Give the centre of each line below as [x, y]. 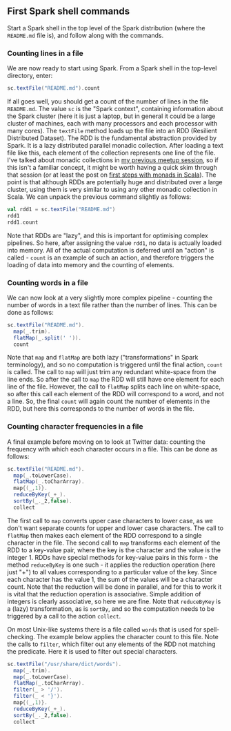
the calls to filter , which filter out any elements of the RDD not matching [111, 644]
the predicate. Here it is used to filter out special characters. [92, 651]
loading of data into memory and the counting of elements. [91, 264]
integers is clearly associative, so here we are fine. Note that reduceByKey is [114, 601]
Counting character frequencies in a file [75, 427]
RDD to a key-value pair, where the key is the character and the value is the [114, 550]
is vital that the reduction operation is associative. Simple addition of [104, 594]
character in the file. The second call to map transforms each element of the [114, 543]
